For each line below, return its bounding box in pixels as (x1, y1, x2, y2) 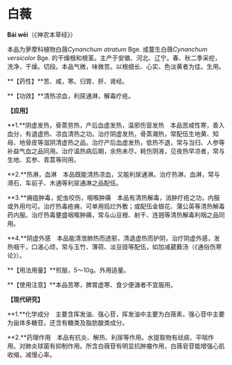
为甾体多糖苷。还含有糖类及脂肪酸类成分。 (7, 318, 128, 326)
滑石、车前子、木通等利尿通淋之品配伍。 (7, 179, 122, 187)
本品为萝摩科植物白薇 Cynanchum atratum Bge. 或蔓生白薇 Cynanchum (7, 45, 208, 53)
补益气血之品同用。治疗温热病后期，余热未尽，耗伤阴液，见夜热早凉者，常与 (7, 146, 225, 155)
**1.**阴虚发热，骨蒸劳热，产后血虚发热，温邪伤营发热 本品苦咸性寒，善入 (7, 121, 225, 129)
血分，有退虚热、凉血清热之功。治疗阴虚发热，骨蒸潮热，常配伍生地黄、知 (7, 129, 219, 138)
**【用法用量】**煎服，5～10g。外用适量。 (7, 266, 130, 274)
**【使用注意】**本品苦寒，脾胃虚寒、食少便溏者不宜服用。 (7, 280, 177, 288)
